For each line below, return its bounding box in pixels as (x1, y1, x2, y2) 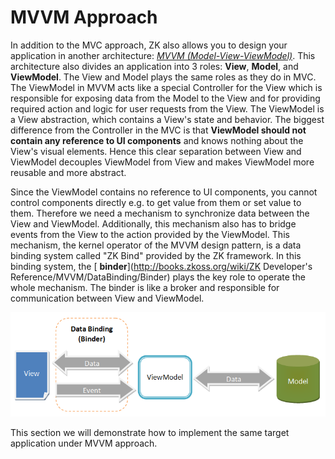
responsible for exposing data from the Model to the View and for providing (10, 92, 321, 104)
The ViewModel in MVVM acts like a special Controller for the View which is (10, 81, 323, 93)
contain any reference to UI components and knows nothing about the (10, 134, 304, 146)
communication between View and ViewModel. (10, 292, 205, 304)
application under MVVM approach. (10, 437, 158, 449)
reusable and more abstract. (10, 166, 127, 178)
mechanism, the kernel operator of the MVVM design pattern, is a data (10, 239, 302, 251)
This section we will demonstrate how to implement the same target (10, 426, 290, 438)
